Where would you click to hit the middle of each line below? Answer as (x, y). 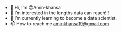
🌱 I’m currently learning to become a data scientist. (63, 18)
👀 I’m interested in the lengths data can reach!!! (59, 13)
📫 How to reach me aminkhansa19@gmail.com (59, 24)
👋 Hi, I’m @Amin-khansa (35, 8)
